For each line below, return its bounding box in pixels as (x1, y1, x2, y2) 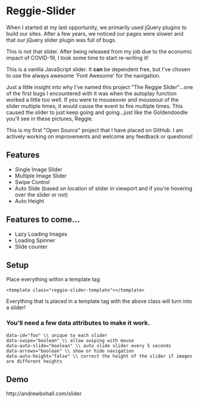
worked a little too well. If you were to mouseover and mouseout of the (6, 96, 179, 103)
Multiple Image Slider (14, 172, 67, 179)
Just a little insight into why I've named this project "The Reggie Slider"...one (6, 83, 194, 90)
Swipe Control (14, 178, 50, 185)
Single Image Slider (14, 166, 62, 173)
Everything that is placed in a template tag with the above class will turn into (6, 298, 192, 305)
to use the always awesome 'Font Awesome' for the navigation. (6, 72, 161, 79)
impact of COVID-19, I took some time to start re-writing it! (6, 54, 149, 61)
